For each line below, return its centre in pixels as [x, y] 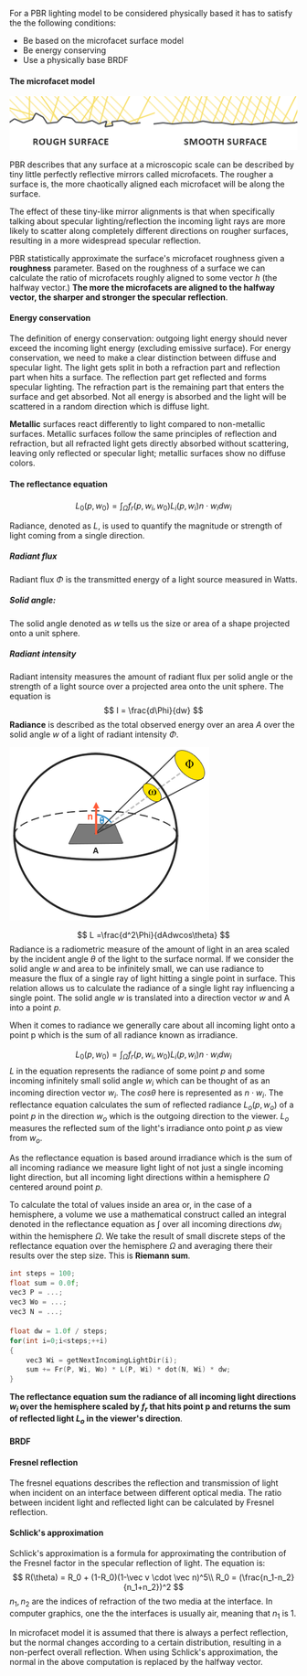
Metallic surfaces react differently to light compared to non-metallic [138, 423]
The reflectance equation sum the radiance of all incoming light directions [153, 1397]
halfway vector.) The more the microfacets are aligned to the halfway [143, 287]
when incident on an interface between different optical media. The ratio [146, 1492]
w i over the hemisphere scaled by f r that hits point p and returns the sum [150, 1408]
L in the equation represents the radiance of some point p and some [137, 1071]
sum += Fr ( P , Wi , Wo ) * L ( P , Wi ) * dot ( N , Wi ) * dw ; [128, 1370]
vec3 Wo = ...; [38, 1302]
